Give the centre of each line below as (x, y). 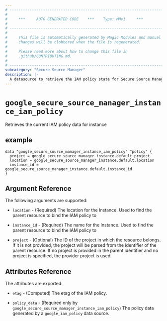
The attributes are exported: (34, 284)
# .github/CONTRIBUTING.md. (39, 56)
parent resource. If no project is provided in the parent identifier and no (85, 251)
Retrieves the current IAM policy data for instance (56, 124)
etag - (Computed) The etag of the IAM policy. (60, 293)
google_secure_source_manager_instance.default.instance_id (69, 169)
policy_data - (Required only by (45, 303)
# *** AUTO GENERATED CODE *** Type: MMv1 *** (74, 19)
